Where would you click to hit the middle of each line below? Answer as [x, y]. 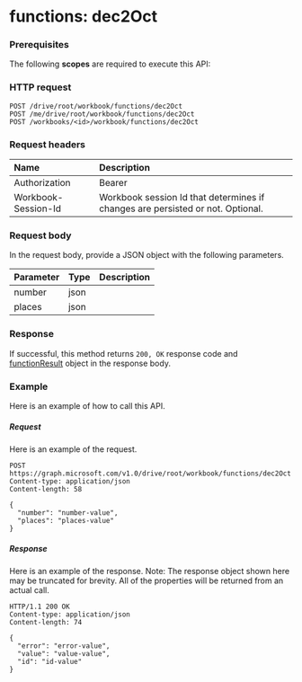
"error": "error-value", [64, 646]
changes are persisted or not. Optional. [181, 208]
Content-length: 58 [46, 489]
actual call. [29, 589]
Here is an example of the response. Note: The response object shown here [150, 571]
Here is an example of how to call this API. [87, 405]
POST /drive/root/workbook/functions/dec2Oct [96, 106]
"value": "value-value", [64, 653]
